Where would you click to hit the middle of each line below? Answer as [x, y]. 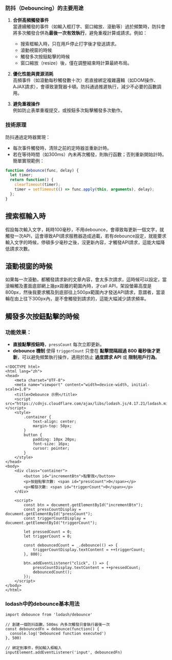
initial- [141, 385]
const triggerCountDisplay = [55, 519]
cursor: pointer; [51, 449]
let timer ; [21, 175]
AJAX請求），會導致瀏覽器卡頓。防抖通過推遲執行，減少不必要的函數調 [87, 87]
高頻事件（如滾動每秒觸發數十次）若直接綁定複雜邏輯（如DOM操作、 [85, 80]
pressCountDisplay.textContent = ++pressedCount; [87, 568]
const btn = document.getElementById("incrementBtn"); [83, 505]
